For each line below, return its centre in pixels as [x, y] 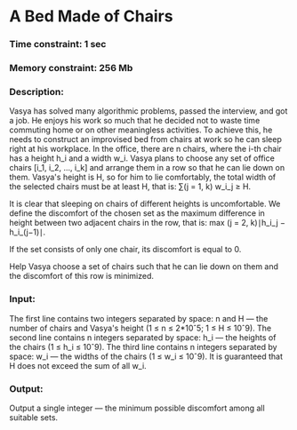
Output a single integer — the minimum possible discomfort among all [137, 408]
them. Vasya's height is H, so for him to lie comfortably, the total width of [143, 177]
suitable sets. [34, 417]
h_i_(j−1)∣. [28, 232]
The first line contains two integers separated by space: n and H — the [139, 318]
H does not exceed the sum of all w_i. [78, 365]
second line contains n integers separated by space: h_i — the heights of [143, 337]
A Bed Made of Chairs [91, 16]
